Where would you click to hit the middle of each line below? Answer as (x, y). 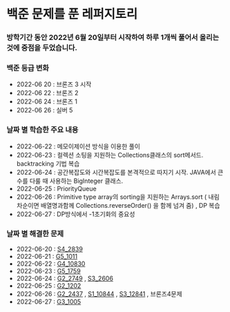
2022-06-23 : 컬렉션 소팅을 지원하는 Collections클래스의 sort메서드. (110, 155)
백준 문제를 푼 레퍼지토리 (72, 14)
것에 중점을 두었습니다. (42, 48)
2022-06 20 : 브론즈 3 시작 (54, 84)
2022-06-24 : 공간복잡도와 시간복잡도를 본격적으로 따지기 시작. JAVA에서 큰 (120, 172)
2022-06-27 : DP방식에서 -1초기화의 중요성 (76, 214)
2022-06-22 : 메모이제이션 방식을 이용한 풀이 (78, 146)
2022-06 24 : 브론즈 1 (47, 101)
